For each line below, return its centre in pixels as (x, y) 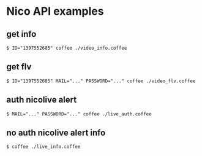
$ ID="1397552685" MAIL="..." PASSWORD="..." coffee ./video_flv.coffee (101, 81)
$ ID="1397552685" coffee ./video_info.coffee (67, 48)
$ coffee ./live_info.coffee (43, 147)
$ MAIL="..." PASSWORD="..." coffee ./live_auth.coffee (79, 114)
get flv (19, 67)
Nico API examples (55, 11)
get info (21, 34)
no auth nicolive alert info (56, 133)
